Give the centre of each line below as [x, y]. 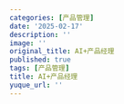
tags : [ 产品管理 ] [40, 69]
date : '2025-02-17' [46, 26]
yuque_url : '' [36, 85]
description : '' [40, 34]
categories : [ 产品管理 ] [52, 18]
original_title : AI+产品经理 [62, 52]
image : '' [28, 43]
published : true [40, 60]
